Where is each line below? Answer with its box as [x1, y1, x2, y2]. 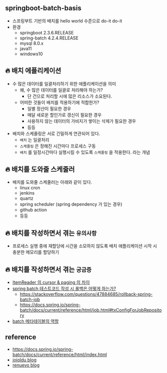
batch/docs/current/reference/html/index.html [12, 351, 107, 358]
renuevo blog [12, 362, 40, 368]
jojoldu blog [12, 357, 37, 363]
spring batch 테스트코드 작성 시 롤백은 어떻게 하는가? [12, 286, 116, 292]
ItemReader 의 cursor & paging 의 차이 [12, 279, 90, 285]
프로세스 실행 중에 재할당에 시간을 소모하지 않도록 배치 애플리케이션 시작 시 [12, 243, 158, 249]
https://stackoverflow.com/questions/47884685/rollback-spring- [19, 291, 153, 297]
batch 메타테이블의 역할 [12, 318, 59, 324]
